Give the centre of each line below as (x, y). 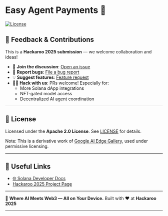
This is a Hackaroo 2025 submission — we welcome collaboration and (78, 51)
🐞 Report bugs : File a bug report (46, 72)
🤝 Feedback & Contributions (49, 40)
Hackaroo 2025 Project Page (42, 184)
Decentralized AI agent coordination (57, 99)
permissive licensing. (27, 146)
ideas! (11, 57)
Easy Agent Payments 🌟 (56, 10)
